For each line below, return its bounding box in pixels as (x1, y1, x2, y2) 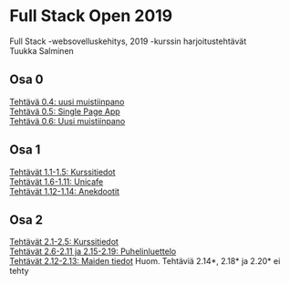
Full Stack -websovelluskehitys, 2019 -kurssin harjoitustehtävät (9, 36, 247, 47)
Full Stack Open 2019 (9, 5, 173, 26)
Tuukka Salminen (9, 45, 75, 56)
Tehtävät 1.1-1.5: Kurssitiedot (9, 166, 116, 177)
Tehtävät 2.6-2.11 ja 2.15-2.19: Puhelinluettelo (9, 246, 177, 257)
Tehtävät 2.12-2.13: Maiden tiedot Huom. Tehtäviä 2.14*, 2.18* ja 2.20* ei (9, 256, 281, 267)
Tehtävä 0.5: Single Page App (9, 106, 120, 117)
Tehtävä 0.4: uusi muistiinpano (9, 96, 125, 107)
